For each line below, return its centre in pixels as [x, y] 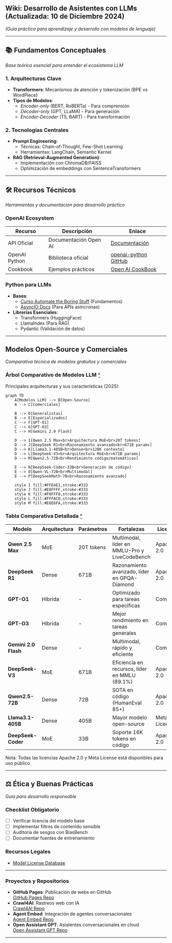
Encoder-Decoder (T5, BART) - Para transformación [75, 117]
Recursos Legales [28, 852]
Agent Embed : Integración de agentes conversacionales [72, 914]
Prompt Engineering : [35, 141]
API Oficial [20, 243]
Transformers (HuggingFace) [51, 317]
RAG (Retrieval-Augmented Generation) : [57, 158]
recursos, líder [130, 669]
